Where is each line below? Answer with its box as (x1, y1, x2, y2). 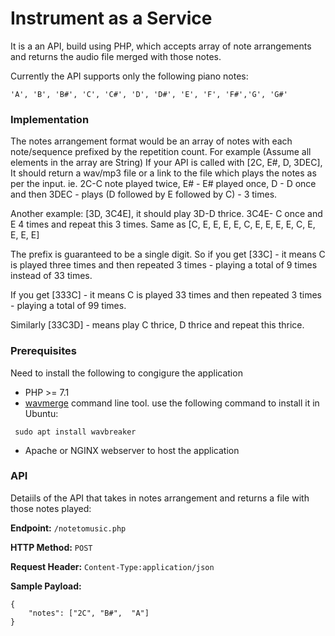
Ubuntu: (24, 407, 59, 419)
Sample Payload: (10, 580, 82, 592)
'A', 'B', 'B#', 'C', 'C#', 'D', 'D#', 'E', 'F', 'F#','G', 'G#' (10, 89, 288, 99)
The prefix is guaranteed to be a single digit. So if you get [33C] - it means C (10, 248, 326, 261)
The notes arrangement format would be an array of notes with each (10, 135, 293, 147)
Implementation (10, 112, 90, 126)
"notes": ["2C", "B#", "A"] (28, 608, 150, 618)
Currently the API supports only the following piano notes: (10, 70, 249, 82)
